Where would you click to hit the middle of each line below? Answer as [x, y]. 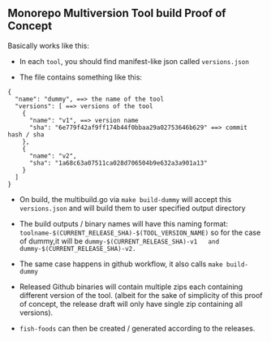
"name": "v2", [53, 156]
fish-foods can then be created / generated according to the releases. [137, 328]
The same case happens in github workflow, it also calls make [121, 264]
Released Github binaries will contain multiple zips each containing [131, 287]
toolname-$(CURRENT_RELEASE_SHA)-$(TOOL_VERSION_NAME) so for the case [140, 232]
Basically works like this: [49, 45]
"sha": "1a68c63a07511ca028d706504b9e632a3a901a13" [118, 163]
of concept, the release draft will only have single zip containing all [131, 304]
